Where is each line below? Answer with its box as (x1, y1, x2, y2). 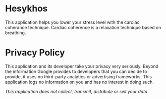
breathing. (5, 30, 26, 35)
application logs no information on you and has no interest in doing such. (5, 79, 154, 85)
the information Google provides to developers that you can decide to (5, 68, 147, 74)
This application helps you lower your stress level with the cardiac (5, 19, 140, 25)
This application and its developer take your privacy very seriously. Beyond (5, 63, 159, 69)
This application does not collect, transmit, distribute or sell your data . (5, 88, 149, 94)
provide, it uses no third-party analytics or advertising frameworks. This (5, 73, 152, 79)
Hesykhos (5, 3, 48, 14)
